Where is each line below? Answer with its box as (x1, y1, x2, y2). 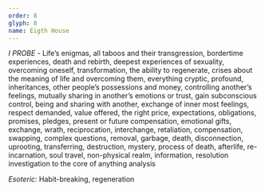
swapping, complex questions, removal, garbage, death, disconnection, (8, 134, 244, 143)
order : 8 (8, 11, 38, 20)
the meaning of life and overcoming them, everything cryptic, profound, (8, 74, 244, 84)
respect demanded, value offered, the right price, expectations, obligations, (8, 108, 257, 118)
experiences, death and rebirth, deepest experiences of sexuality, (8, 57, 225, 66)
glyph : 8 (8, 19, 38, 27)
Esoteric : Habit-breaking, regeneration (8, 174, 135, 184)
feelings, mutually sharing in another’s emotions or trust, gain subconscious (8, 91, 257, 101)
